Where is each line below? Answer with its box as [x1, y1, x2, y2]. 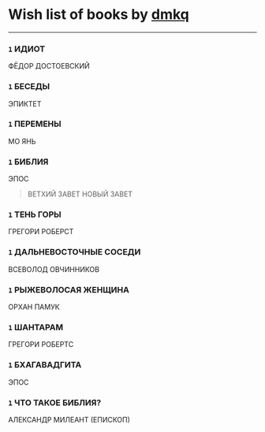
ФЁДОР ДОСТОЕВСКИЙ [8, 61, 91, 71]
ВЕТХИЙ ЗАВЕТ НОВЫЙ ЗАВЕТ [27, 189, 132, 199]
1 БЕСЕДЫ [8, 81, 50, 92]
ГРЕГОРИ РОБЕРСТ [8, 227, 74, 236]
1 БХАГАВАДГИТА [8, 359, 82, 371]
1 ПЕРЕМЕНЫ [8, 118, 62, 129]
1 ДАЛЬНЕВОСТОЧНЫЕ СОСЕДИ [8, 247, 141, 258]
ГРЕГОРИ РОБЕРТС [8, 340, 74, 349]
